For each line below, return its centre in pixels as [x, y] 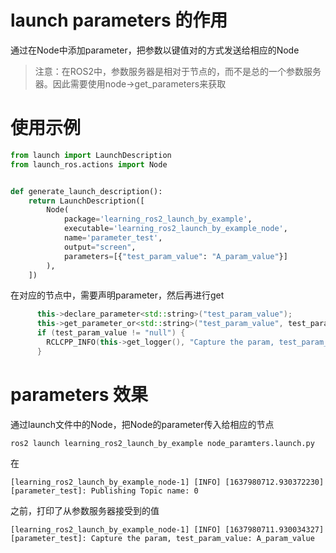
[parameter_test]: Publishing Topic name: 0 [104, 491]
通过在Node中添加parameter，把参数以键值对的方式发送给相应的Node [155, 50]
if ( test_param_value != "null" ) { [111, 333]
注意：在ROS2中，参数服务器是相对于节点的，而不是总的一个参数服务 [178, 71]
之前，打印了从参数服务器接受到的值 [85, 510]
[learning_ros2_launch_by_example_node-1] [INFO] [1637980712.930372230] [167, 482]
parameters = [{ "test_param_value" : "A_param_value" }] [175, 256]
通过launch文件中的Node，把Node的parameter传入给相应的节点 [142, 424]
